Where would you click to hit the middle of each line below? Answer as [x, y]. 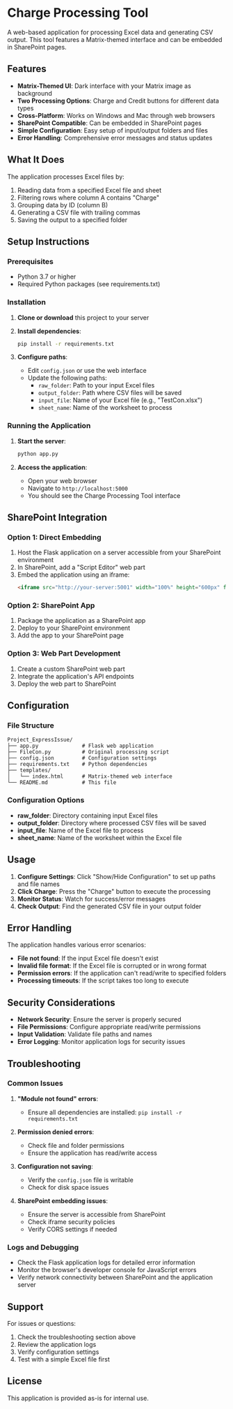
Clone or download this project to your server [83, 317]
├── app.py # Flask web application [81, 746]
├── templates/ [29, 770]
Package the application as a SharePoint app [81, 621]
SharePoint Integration [57, 517]
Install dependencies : [49, 331]
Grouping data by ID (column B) [63, 205]
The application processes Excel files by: [66, 177]
